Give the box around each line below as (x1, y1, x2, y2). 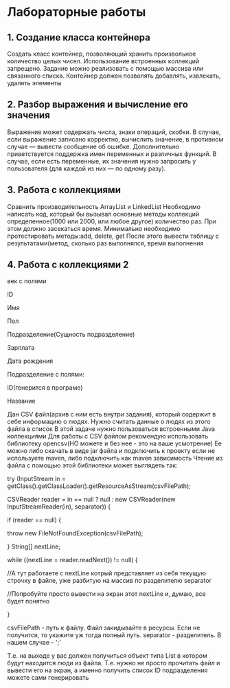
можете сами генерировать (7, 674, 89, 682)
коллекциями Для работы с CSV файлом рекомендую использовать (7, 432, 209, 441)
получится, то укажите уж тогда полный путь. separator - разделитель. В (7, 631, 222, 639)
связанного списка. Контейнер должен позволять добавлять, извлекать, (7, 71, 221, 80)
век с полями (7, 277, 47, 285)
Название (7, 397, 36, 406)
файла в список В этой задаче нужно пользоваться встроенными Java (7, 425, 215, 433)
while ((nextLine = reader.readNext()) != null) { (7, 556, 139, 564)
